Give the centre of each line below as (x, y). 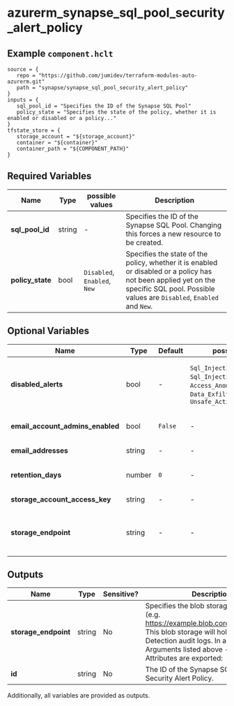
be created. (145, 242)
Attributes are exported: (184, 659)
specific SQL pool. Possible (170, 289)
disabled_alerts (37, 384)
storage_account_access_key (61, 499)
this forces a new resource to (173, 234)
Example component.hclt (60, 53)
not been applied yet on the (171, 280)
